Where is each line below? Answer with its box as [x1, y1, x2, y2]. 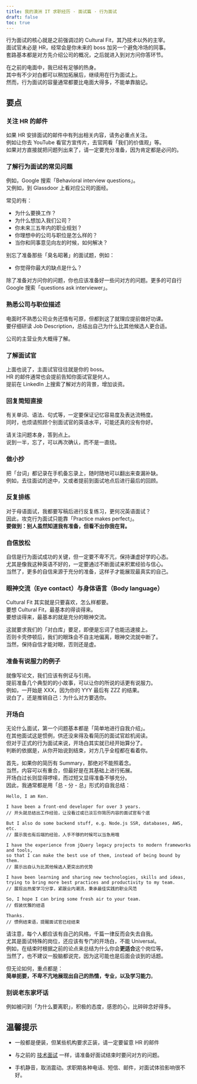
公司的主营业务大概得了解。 [6, 335, 74, 342]
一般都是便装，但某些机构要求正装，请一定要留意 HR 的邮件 [14, 1039, 160, 1046]
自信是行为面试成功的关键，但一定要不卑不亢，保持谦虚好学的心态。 [6, 554, 172, 561]
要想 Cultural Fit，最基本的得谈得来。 [6, 606, 96, 613]
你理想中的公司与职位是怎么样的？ [14, 232, 98, 239]
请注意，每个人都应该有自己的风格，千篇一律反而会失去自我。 [6, 930, 156, 937]
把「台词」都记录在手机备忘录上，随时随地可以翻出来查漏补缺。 [6, 470, 161, 477]
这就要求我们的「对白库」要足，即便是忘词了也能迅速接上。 [6, 626, 151, 633]
